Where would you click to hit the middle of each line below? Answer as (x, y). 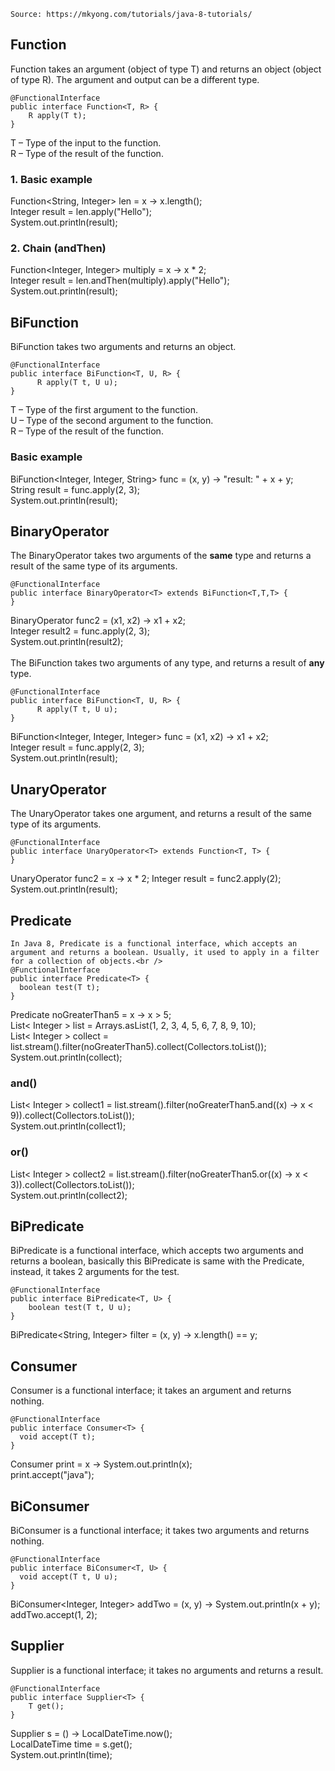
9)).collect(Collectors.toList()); (72, 1116)
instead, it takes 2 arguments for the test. (95, 1272)
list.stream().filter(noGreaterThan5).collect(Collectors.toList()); (138, 1046)
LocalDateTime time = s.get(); (71, 1744)
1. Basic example (51, 179)
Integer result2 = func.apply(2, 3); (80, 631)
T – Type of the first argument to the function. (104, 410)
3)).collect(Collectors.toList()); (72, 1184)
